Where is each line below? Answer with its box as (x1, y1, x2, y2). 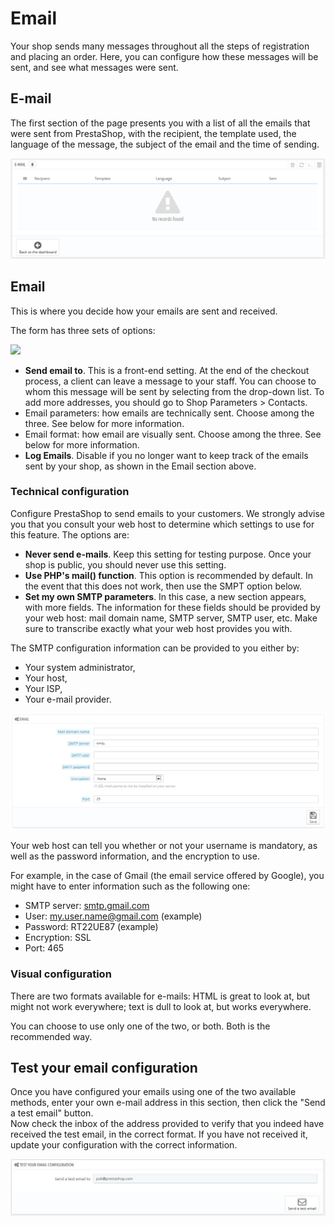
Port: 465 (24, 942, 65, 954)
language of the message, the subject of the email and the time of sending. (10, 138, 320, 150)
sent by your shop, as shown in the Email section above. (24, 460, 257, 472)
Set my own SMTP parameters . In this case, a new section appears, (24, 590, 307, 602)
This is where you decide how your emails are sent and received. (10, 305, 278, 317)
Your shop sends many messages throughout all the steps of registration (10, 40, 310, 52)
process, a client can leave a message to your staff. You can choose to (24, 375, 317, 387)
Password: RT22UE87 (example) (24, 921, 159, 933)
